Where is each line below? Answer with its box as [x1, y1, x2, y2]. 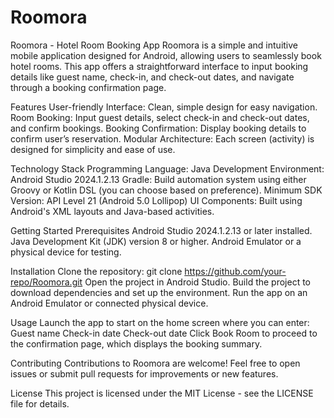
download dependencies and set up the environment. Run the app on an [10, 286, 308, 298]
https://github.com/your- [184, 265, 287, 277]
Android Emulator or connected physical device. [10, 297, 209, 309]
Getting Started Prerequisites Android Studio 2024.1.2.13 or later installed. [10, 224, 313, 236]
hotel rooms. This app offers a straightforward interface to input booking [10, 60, 309, 72]
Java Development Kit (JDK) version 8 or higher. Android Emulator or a [10, 235, 302, 247]
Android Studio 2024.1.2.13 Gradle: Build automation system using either [10, 173, 307, 185]
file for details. [10, 397, 70, 410]
